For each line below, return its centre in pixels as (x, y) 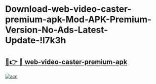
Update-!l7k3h (36, 41)
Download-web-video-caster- (68, 9)
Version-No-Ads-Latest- (57, 30)
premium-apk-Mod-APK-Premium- (78, 19)
